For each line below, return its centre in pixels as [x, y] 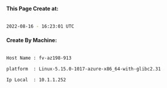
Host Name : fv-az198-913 [39, 58]
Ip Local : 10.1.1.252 [36, 80]
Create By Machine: [32, 40]
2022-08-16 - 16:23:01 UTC [40, 27]
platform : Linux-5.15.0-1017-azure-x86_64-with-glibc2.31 [84, 69]
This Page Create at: [32, 8]
